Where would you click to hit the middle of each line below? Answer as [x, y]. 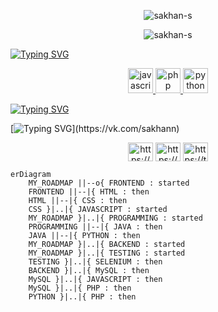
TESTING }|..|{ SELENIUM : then [95, 262]
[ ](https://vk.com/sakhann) [95, 128]
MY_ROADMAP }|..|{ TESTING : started [107, 253]
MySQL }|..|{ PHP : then [80, 288]
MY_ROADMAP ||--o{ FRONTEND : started [109, 183]
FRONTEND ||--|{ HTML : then [89, 192]
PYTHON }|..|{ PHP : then [82, 297]
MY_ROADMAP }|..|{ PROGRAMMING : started [115, 218]
